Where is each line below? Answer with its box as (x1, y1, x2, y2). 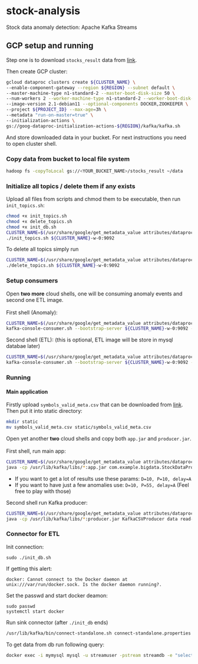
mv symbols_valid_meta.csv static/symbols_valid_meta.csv (6, 425, 151, 430)
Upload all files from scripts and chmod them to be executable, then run (6, 196, 181, 203)
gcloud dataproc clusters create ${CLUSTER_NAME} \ (6, 79, 136, 85)
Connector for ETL (6, 530, 60, 538)
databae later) (6, 343, 40, 350)
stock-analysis (6, 4, 81, 18)
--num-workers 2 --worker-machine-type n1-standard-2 (6, 96, 141, 101)
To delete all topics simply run (6, 246, 79, 253)
